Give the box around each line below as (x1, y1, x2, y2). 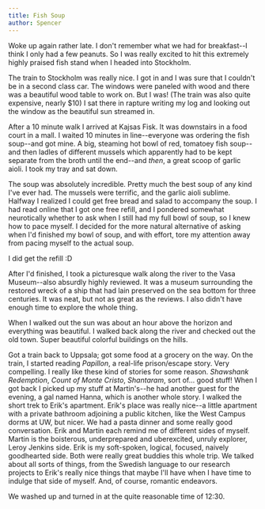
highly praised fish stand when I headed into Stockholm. (8, 57, 191, 67)
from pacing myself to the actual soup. (8, 238, 134, 248)
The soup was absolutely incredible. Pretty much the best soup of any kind (8, 179, 252, 188)
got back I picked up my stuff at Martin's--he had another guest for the (8, 383, 240, 393)
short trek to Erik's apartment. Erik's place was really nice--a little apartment (8, 401, 257, 410)
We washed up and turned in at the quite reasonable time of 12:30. (8, 492, 225, 501)
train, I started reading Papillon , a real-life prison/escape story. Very (8, 358, 229, 368)
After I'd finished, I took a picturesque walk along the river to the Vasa (8, 268, 236, 278)
